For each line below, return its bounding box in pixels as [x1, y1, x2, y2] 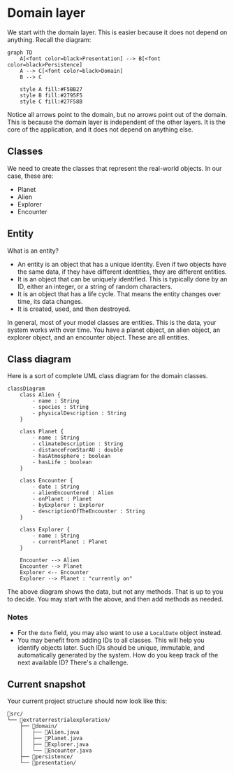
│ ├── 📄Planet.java [20, 735, 82, 742]
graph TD [7, 49, 33, 56]
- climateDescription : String [32, 440, 124, 447]
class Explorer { [20, 527, 71, 534]
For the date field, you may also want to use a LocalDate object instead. [17, 628, 223, 636]
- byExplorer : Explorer [32, 502, 105, 509]
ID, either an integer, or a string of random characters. [17, 282, 173, 291]
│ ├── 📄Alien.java [20, 729, 80, 736]
